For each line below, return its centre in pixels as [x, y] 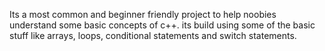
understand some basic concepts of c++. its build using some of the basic [162, 25]
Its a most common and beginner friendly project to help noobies [143, 14]
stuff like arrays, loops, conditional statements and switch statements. [153, 35]
